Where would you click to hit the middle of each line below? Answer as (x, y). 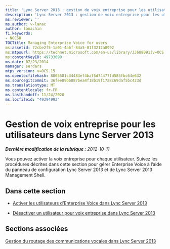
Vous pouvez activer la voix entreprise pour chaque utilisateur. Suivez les (81, 159)
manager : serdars (24, 66)
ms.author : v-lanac (26, 24)
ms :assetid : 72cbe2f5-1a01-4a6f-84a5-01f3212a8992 (60, 48)
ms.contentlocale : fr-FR (31, 90)
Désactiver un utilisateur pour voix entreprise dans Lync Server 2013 (84, 213)
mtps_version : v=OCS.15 (30, 71)
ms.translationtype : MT (30, 85)
